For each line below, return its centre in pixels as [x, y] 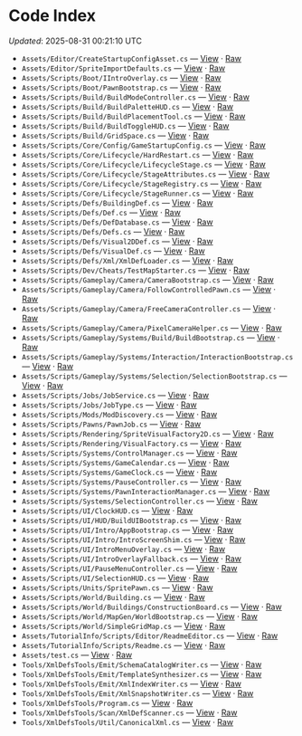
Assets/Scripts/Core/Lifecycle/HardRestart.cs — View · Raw [137, 154]
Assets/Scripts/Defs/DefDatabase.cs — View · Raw [117, 222]
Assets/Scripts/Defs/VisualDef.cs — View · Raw [113, 251]
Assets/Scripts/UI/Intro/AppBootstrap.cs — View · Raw [127, 530]
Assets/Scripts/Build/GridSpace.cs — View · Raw [115, 135]
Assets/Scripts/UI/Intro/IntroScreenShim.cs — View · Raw [133, 539]
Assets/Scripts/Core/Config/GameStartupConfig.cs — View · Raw [143, 145]
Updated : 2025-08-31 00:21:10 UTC [75, 41]
